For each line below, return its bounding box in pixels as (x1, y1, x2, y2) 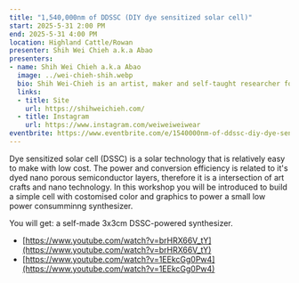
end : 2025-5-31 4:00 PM (9, 29, 98, 38)
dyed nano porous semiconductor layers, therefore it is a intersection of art (9, 172, 285, 182)
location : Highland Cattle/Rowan (9, 37, 133, 47)
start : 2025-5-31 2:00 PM (9, 21, 105, 30)
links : (17, 87, 42, 96)
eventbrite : (9, 129, 53, 138)
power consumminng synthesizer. (9, 200, 133, 211)
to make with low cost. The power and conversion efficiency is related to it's (9, 162, 288, 174)
